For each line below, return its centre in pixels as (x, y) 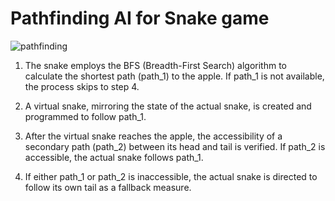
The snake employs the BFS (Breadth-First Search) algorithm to (156, 65)
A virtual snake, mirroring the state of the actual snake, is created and (168, 106)
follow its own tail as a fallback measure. (108, 187)
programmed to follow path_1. (85, 116)
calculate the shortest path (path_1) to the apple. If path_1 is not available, (174, 76)
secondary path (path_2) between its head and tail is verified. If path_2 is (175, 146)
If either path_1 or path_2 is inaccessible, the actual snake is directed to (171, 176)
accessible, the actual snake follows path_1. (114, 157)
